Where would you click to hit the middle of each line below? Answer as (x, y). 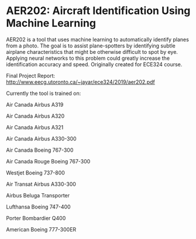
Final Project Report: (31, 76)
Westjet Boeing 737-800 (36, 173)
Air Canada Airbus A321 (35, 127)
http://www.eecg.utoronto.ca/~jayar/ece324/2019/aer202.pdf (80, 82)
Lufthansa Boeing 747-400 (39, 207)
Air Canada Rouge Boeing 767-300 (48, 161)
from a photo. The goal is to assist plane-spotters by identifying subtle (91, 46)
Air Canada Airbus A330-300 (42, 138)
